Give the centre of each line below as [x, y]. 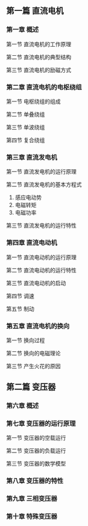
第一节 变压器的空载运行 [36, 438]
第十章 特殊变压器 [32, 516]
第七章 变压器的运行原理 [41, 423]
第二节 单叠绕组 [26, 114]
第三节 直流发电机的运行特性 [41, 226]
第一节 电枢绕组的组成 [33, 101]
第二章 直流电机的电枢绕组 [44, 87]
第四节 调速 [20, 295]
